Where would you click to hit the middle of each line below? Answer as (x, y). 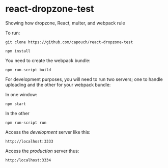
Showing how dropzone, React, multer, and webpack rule (65, 23)
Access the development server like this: (48, 132)
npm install (18, 51)
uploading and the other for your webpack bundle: (58, 85)
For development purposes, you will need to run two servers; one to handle (84, 79)
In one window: (21, 94)
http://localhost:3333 (29, 141)
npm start (16, 104)
